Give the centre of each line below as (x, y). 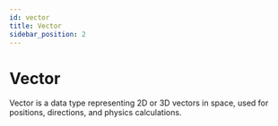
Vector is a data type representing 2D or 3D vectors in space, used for (139, 103)
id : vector (30, 17)
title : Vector (36, 26)
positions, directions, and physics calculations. (96, 113)
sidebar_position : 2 (48, 34)
